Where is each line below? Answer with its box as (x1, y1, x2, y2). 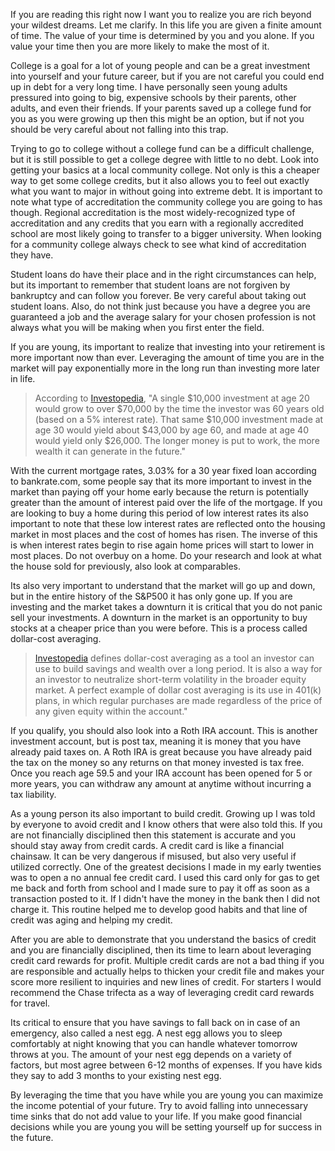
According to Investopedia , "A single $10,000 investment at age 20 (34, 392, 310, 404)
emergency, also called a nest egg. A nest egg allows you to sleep (10, 1027, 283, 1039)
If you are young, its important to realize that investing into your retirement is (10, 341, 326, 353)
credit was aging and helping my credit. (10, 914, 173, 926)
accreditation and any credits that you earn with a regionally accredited (10, 217, 304, 229)
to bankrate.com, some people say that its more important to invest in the (10, 475, 313, 487)
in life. (10, 373, 36, 384)
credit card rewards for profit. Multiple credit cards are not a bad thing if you (10, 955, 325, 966)
